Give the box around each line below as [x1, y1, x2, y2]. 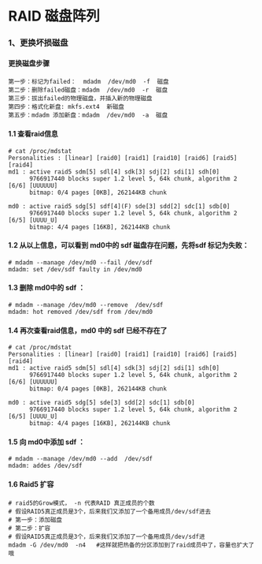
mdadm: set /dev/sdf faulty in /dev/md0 [8, 265, 143, 273]
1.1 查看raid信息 [8, 129, 59, 138]
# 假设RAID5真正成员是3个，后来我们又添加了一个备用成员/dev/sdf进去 [8, 507, 211, 515]
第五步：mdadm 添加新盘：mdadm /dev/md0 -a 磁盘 [8, 111, 168, 119]
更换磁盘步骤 [8, 58, 50, 68]
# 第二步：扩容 [8, 524, 51, 532]
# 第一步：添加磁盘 [8, 516, 63, 524]
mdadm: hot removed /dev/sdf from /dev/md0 [8, 308, 153, 316]
